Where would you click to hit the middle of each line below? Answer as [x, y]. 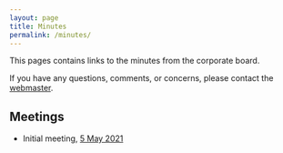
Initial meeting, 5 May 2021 [73, 138]
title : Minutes [38, 26]
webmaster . [31, 88]
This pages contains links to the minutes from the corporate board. [135, 61]
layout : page [34, 18]
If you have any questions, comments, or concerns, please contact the [141, 78]
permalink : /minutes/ [51, 35]
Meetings [37, 116]
